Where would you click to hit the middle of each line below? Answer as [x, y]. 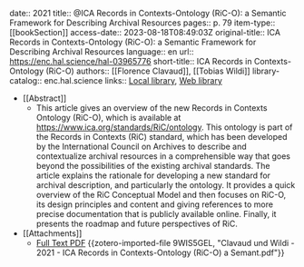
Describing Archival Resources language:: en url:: [102, 52]
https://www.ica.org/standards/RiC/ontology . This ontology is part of [164, 127]
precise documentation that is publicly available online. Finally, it [156, 214]
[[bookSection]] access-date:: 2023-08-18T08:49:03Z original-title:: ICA [145, 32]
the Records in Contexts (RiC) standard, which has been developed [162, 137]
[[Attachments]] [52, 233]
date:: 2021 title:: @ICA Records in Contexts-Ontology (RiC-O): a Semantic [148, 13]
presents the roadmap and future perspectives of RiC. [137, 223]
